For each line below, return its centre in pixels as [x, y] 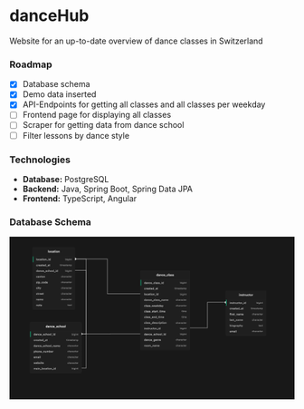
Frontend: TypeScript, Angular [80, 198]
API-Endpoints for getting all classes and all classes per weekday [144, 104]
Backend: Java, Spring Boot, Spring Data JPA [107, 189]
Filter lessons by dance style [76, 135]
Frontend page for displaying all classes [97, 115]
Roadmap [31, 64]
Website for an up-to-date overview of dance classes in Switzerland [137, 41]
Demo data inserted [59, 94]
